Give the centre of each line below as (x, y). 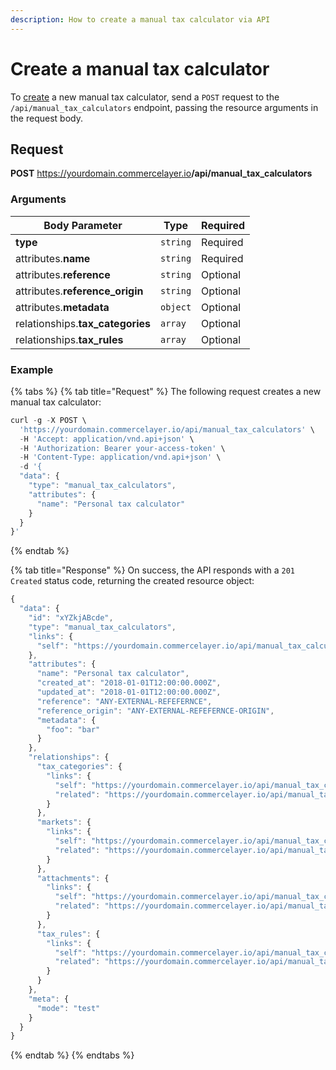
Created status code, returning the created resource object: (132, 581)
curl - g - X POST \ (48, 420)
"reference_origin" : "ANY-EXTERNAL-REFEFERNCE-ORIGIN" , (155, 711)
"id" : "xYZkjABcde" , (71, 618)
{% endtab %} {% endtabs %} (72, 1055)
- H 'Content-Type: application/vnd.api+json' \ (120, 457)
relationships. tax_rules (69, 339)
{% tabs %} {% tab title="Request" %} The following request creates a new (166, 391)
